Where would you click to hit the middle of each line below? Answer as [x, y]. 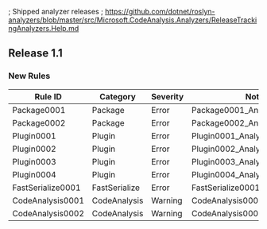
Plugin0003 [35, 161]
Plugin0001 [35, 136]
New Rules [29, 76]
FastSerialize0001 [46, 188]
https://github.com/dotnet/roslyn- [160, 12]
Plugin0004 [35, 174]
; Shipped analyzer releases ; [56, 12]
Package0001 [39, 110]
